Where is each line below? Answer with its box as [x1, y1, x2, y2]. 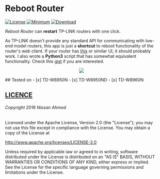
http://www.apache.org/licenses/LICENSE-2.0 [5, 139, 97, 145]
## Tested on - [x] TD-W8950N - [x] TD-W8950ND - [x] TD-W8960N [5, 77, 144, 82]
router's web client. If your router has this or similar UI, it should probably [5, 48, 151, 54]
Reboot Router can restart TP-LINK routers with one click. [5, 28, 121, 34]
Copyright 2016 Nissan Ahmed [5, 104, 66, 110]
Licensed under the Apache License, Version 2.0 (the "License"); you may [5, 119, 153, 125]
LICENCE [5, 91, 33, 99]
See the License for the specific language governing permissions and [5, 164, 144, 170]
